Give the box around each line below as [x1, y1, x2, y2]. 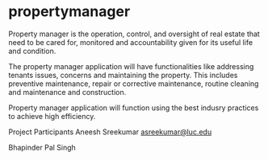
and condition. [8, 46, 57, 55]
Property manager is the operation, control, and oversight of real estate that [8, 29, 260, 39]
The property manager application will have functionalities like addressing [8, 61, 254, 71]
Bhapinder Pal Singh [8, 142, 77, 152]
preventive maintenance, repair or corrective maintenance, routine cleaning [8, 79, 259, 88]
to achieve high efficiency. [8, 111, 96, 121]
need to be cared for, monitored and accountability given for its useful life [8, 37, 253, 47]
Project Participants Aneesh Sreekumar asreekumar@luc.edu [8, 127, 212, 137]
